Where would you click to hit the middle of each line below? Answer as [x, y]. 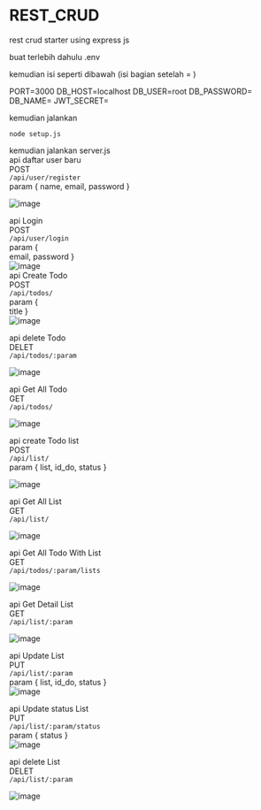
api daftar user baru [45, 159]
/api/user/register [45, 178]
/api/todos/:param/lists [55, 570]
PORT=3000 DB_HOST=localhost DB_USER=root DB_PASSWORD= [131, 91]
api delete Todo [38, 338]
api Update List [37, 655]
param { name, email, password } [69, 186]
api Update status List [49, 708]
